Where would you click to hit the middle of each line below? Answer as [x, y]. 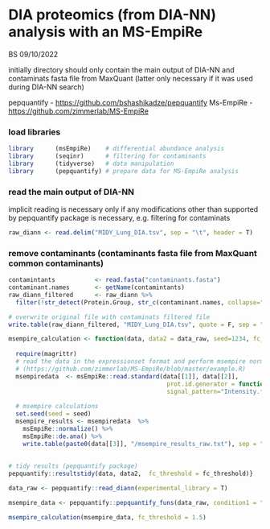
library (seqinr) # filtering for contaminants [107, 156]
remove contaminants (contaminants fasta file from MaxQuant [133, 253]
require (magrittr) [47, 354]
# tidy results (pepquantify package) [73, 466]
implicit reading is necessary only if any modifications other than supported [133, 209]
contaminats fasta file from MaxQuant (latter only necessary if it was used [131, 78]
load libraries [35, 132]
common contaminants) [56, 263]
